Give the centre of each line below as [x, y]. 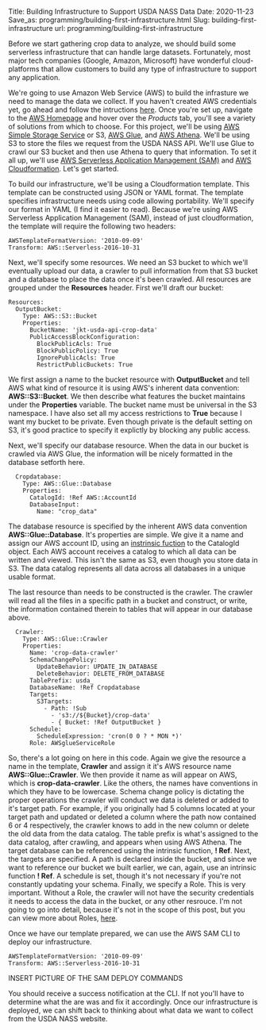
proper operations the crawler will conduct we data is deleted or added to [129, 800]
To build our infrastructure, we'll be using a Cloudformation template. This [129, 184]
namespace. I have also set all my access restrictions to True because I [125, 413]
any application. [35, 77]
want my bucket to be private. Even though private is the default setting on [130, 421]
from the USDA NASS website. [58, 1018]
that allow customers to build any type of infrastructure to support [149, 69]
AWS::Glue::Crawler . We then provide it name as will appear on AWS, [123, 774]
